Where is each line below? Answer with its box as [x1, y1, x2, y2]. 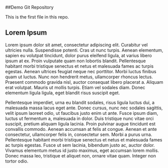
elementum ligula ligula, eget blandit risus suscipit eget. [5, 90, 120, 96]
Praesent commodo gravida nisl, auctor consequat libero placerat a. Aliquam [5, 79, 163, 85]
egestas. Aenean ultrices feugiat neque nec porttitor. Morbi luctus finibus [5, 68, 156, 74]
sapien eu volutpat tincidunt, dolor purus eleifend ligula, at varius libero [5, 52, 152, 58]
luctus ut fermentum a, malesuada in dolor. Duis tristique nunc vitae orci [5, 115, 154, 121]
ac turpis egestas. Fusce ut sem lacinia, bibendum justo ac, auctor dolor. [5, 142, 155, 148]
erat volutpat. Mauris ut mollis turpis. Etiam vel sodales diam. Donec [5, 84, 145, 90]
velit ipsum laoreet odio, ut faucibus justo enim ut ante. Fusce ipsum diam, [5, 110, 158, 116]
